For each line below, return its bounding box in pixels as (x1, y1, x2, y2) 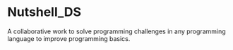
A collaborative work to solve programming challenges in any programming (7, 27, 226, 35)
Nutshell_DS (7, 4, 82, 20)
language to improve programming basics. (7, 34, 131, 42)
